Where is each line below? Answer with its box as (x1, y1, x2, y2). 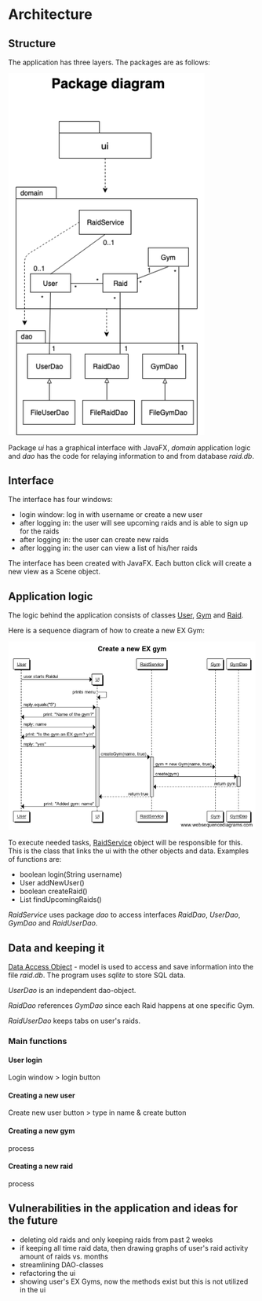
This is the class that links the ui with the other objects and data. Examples (8, 846, 249, 856)
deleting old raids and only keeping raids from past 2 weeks (19, 1235, 213, 1244)
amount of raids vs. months (19, 1252, 108, 1261)
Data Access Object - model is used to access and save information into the (8, 962, 253, 972)
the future (8, 1214, 59, 1227)
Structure (8, 37, 56, 50)
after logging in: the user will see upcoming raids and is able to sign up (19, 519, 249, 528)
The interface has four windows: (8, 495, 113, 504)
